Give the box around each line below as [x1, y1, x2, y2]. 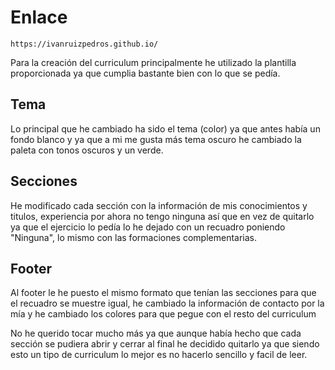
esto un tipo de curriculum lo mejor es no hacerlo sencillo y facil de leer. [10, 349, 308, 361]
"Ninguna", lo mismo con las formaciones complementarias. [10, 231, 258, 243]
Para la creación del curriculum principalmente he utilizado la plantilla [10, 56, 297, 68]
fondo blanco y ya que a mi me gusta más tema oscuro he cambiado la [10, 133, 302, 145]
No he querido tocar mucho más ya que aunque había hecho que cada [10, 327, 302, 340]
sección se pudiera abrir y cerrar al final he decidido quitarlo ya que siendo [10, 338, 320, 350]
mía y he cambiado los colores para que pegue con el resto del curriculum [10, 308, 317, 320]
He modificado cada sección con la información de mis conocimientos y [10, 199, 308, 211]
